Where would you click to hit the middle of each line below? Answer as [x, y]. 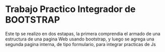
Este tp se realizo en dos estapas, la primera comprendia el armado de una [83, 33]
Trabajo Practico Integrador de [70, 9]
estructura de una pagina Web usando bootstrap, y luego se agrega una [80, 39]
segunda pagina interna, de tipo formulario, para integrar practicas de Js [80, 44]
